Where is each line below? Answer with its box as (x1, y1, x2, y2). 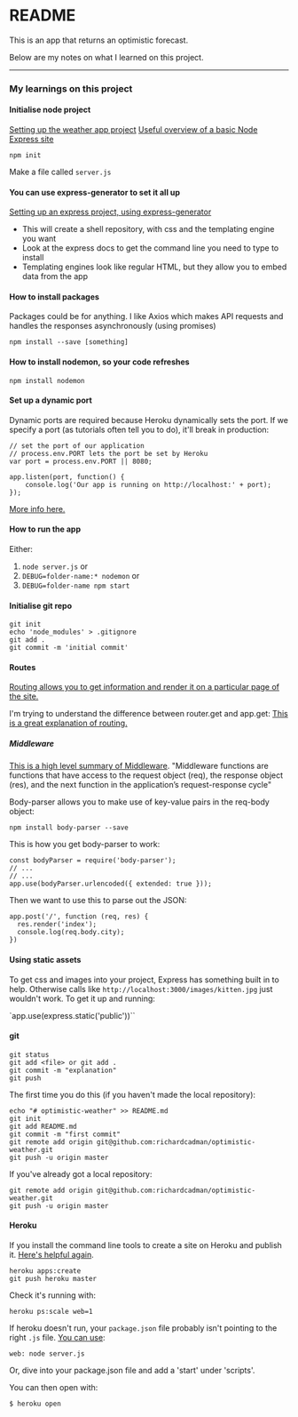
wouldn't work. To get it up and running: (9, 993, 155, 1004)
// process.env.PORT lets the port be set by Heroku (9, 449, 208, 458)
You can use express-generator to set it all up (9, 187, 180, 197)
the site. (9, 691, 39, 702)
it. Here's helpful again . (9, 1250, 95, 1261)
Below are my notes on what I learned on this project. (9, 52, 204, 62)
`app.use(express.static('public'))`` (9, 1010, 136, 1021)
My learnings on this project (9, 82, 133, 94)
